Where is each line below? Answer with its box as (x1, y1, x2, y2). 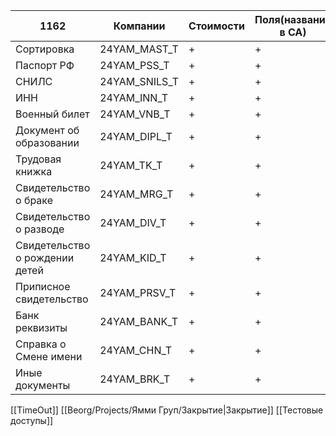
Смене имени (15, 350, 83, 363)
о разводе (15, 222, 65, 236)
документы (15, 379, 71, 392)
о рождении (15, 251, 75, 264)
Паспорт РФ (15, 59, 75, 72)
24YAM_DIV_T (99, 216, 167, 229)
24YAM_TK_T (99, 159, 163, 172)
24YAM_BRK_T (99, 372, 171, 386)
